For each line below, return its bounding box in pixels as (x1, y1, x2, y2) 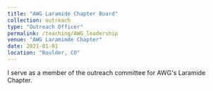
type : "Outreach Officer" (7, 23, 83, 30)
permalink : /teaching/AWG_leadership (7, 29, 118, 37)
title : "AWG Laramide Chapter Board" (7, 10, 118, 17)
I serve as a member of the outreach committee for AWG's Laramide (7, 68, 206, 77)
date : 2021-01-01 (7, 43, 59, 50)
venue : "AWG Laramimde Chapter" (7, 36, 102, 43)
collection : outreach (7, 17, 71, 24)
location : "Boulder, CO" (7, 50, 80, 57)
